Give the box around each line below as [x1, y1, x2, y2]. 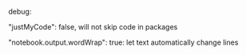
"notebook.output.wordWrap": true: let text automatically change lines [8, 37, 239, 47]
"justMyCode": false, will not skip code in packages [8, 22, 178, 31]
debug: [8, 7, 32, 16]
